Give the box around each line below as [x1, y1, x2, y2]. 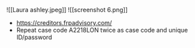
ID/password [16, 33, 52, 41]
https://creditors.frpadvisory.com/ [16, 19, 112, 26]
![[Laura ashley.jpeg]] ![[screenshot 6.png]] [6, 6, 128, 14]
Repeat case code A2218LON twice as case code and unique [16, 26, 188, 34]
